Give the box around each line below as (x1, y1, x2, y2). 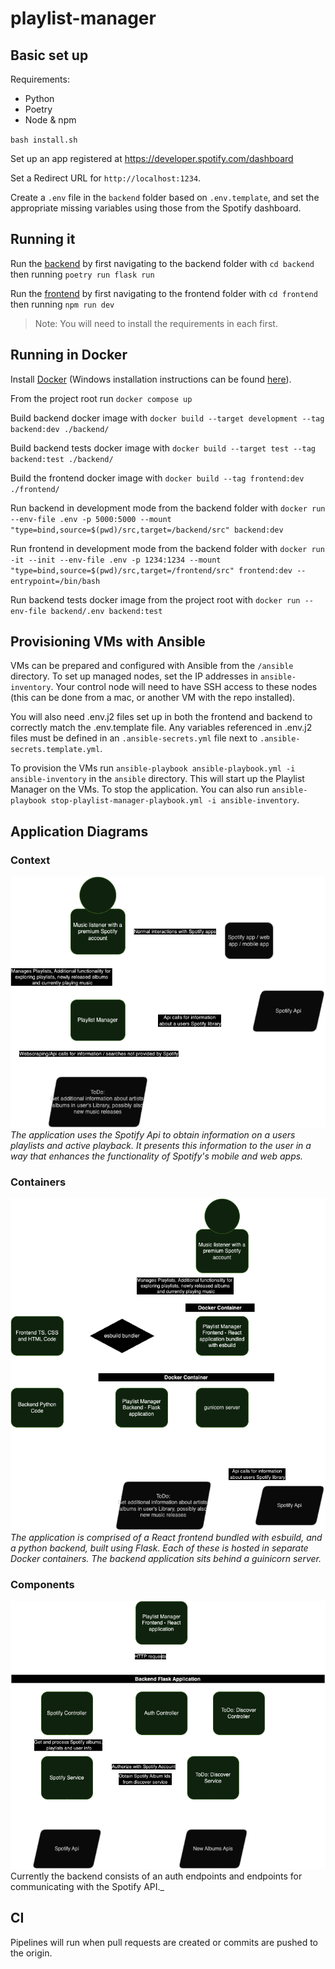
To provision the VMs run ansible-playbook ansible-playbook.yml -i (10, 762, 296, 774)
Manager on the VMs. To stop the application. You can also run (10, 783, 270, 796)
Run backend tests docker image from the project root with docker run (10, 593, 301, 606)
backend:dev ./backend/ (10, 424, 110, 434)
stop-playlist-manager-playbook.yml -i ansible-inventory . (50, 794, 300, 806)
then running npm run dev (10, 298, 115, 310)
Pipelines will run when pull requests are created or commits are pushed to (10, 1936, 319, 1948)
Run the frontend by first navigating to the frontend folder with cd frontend (10, 287, 318, 299)
